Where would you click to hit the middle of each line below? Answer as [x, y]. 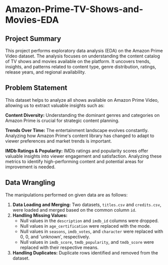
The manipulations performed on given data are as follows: [66, 194]
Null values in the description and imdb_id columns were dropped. [89, 221]
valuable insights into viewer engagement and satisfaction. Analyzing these [83, 156]
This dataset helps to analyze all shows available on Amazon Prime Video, [82, 100]
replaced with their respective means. [59, 247]
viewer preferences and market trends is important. [59, 141]
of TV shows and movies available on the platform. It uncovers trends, [78, 61]
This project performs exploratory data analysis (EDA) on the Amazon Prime [84, 51]
